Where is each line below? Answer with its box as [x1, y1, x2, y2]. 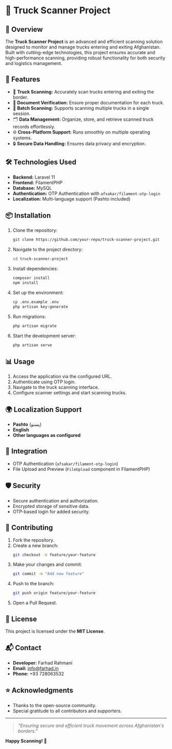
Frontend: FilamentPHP [12, 179, 63, 186]
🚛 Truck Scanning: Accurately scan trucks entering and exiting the [12, 89, 155, 95]
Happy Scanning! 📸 [5, 738, 47, 744]
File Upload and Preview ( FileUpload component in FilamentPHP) [12, 466, 150, 472]
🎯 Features [5, 75, 40, 84]
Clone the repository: [12, 227, 58, 233]
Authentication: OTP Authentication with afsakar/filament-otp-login [12, 190, 160, 196]
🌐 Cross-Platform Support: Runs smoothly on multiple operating [12, 129, 150, 135]
